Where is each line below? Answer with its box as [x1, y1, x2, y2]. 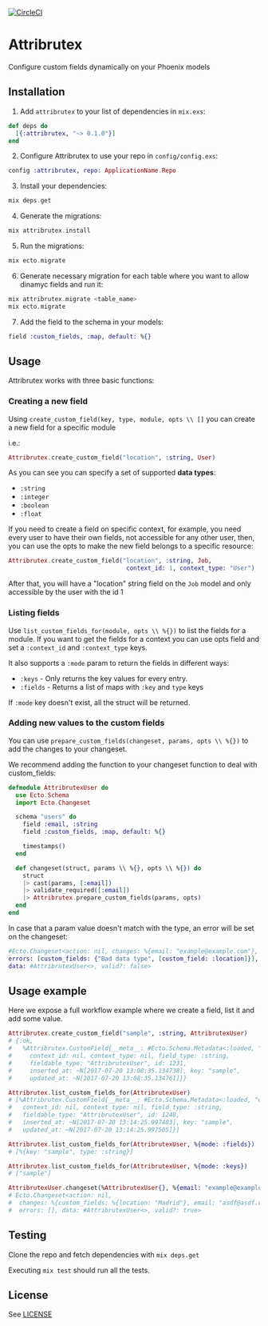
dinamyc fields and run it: [19, 279, 104, 289]
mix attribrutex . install [8, 226, 91, 235]
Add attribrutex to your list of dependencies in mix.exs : [19, 106, 206, 116]
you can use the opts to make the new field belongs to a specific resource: [8, 541, 254, 551]
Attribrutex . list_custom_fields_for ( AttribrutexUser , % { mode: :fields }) [8, 1140, 255, 1148]
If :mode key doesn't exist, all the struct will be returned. [8, 697, 191, 707]
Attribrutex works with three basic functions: [8, 376, 155, 386]
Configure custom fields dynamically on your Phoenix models [8, 62, 211, 71]
